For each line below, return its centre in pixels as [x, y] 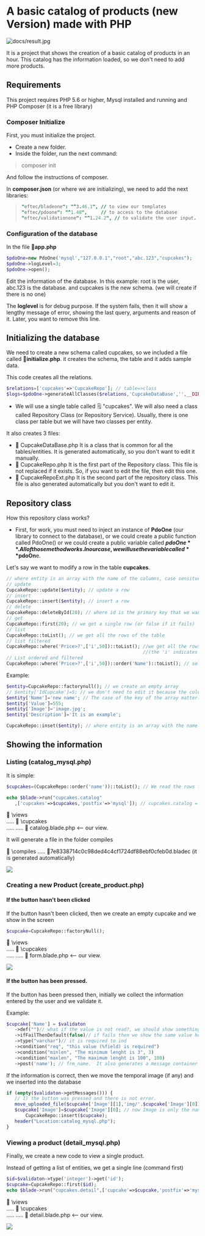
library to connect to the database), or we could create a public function [106, 536]
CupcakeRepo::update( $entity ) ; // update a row [68, 590]
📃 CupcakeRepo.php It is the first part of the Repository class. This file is [106, 465]
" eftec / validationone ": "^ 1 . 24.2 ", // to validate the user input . [109, 218]
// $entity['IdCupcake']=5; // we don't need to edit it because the [97, 692]
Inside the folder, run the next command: [66, 154]
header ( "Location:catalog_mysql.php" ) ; [65, 1121]
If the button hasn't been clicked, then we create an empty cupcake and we [101, 913]
